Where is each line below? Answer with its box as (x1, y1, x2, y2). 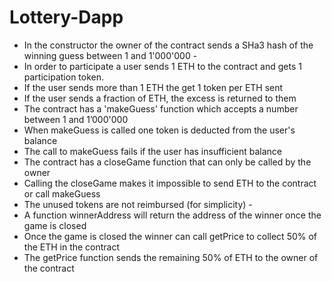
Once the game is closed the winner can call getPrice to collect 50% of (23, 230, 318, 242)
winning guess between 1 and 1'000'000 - (23, 49, 198, 61)
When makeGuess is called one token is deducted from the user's (23, 124, 296, 136)
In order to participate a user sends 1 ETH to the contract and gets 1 (23, 60, 302, 72)
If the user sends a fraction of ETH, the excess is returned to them (23, 92, 297, 104)
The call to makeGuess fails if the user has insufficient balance (23, 145, 282, 157)
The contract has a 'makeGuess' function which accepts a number (23, 102, 299, 115)
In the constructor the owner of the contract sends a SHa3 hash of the (23, 39, 314, 51)
